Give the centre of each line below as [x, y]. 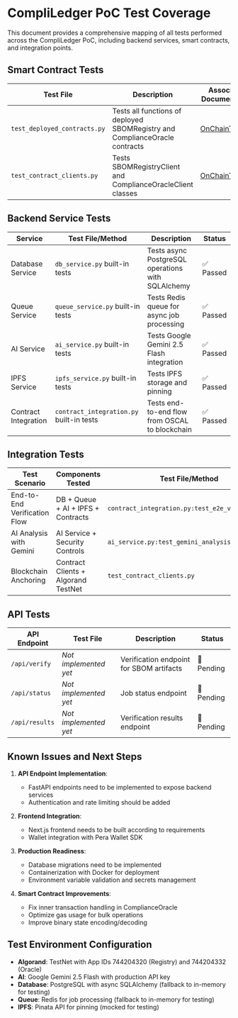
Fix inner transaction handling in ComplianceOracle [103, 907]
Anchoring [28, 581]
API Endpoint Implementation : [63, 773]
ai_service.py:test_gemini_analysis [169, 542]
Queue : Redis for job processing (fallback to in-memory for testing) [116, 999]
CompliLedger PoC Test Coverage [109, 13]
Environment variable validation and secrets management [112, 880]
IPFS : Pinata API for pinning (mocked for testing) [88, 1007]
